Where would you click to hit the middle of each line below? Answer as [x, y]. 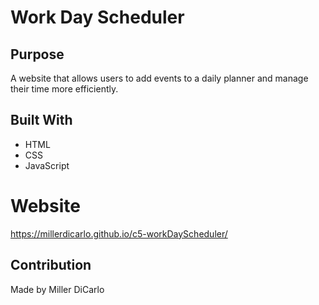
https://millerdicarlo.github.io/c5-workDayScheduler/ [119, 233]
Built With [41, 120]
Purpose [37, 54]
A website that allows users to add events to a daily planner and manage [159, 78]
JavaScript [47, 165]
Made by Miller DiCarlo [57, 289]
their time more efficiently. [64, 89]
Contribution [51, 265]
